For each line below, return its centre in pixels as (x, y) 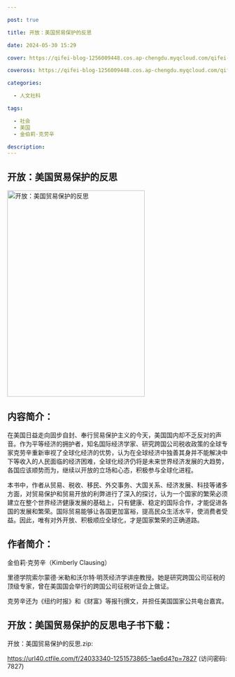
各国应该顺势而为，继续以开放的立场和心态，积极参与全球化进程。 (102, 470)
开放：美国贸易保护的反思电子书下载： (90, 625)
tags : (15, 109)
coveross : (22, 71)
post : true (23, 20)
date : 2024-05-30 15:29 (42, 45)
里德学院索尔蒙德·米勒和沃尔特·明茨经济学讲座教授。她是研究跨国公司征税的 (116, 577)
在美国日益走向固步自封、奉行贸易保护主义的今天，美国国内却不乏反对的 (111, 435)
